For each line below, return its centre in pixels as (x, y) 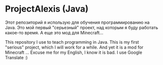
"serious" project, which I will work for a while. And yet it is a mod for (74, 47)
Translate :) (16, 57)
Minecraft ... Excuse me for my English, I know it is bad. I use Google (74, 52)
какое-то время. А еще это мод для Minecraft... (54, 32)
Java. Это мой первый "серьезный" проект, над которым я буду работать (81, 27)
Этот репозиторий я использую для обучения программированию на (77, 22)
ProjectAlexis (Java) (47, 9)
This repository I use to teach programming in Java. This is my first (72, 42)
